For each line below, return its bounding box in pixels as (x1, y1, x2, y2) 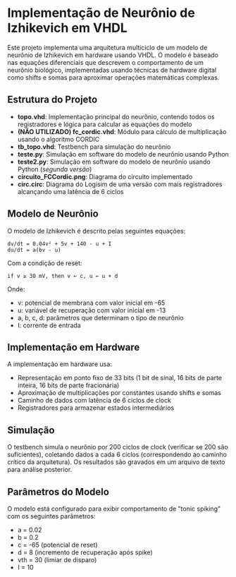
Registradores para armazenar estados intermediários (17, 403, 175, 412)
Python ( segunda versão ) (17, 164, 92, 174)
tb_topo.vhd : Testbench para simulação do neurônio (17, 142, 171, 151)
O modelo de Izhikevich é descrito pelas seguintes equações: (7, 226, 186, 235)
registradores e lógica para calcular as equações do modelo (17, 120, 192, 128)
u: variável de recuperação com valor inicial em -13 (17, 305, 166, 315)
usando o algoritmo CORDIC (17, 135, 100, 143)
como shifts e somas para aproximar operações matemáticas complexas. (7, 73, 220, 82)
